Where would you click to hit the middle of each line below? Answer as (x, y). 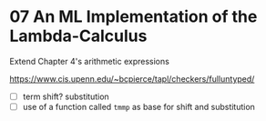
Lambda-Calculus (78, 36)
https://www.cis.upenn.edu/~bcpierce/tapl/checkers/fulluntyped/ (132, 78)
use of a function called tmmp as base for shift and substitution (138, 107)
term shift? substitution (66, 96)
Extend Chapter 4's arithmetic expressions (90, 61)
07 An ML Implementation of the (133, 17)
